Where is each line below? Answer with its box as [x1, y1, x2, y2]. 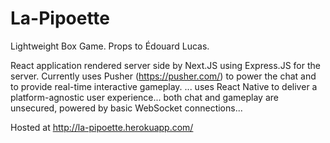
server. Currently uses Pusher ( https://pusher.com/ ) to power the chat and [10, 70, 317, 82]
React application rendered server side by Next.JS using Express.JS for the [10, 59, 321, 71]
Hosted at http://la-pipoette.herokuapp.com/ [10, 121, 194, 133]
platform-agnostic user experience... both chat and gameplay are [10, 91, 279, 103]
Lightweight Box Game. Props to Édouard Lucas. [10, 40, 210, 52]
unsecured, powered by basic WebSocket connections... [10, 102, 243, 114]
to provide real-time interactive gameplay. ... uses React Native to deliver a [10, 80, 318, 92]
